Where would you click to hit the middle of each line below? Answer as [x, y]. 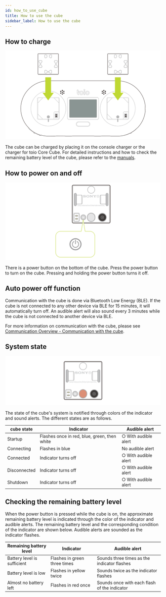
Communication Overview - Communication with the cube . [65, 331]
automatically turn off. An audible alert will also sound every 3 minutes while [83, 311]
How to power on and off [44, 173]
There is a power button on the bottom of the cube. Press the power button [82, 268]
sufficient [17, 564]
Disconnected [21, 470]
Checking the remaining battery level [63, 502]
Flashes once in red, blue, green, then [78, 436]
